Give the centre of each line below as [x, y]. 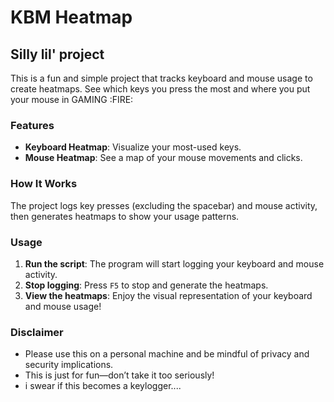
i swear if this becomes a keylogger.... [103, 386]
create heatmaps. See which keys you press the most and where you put [160, 89]
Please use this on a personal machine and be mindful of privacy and [167, 354]
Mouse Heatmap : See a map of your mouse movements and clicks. [163, 158]
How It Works [44, 184]
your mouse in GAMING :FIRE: [72, 99]
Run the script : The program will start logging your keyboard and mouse [174, 263]
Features [32, 125]
